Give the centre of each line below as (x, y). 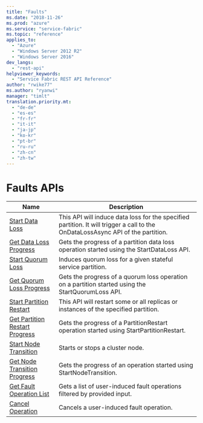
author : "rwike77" (29, 85)
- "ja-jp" (24, 130)
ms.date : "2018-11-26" (35, 18)
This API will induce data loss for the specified (124, 217)
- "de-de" (24, 107)
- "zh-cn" (24, 152)
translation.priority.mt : (39, 102)
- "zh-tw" (24, 158)
